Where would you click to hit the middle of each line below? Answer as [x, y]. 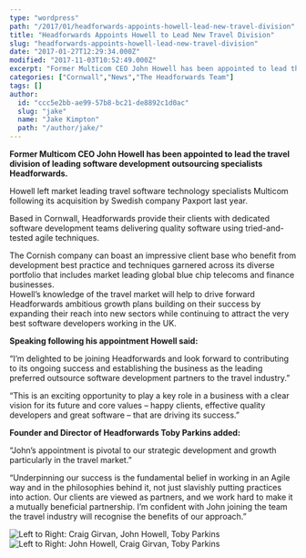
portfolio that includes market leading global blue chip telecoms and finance [152, 275]
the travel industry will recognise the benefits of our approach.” [128, 517]
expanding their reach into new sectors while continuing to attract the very [149, 314]
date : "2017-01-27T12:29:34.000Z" [75, 52]
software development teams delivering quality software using [127, 228]
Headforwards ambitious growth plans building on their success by [135, 304]
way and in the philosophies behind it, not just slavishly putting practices [146, 487]
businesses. [32, 284]
